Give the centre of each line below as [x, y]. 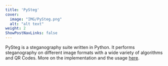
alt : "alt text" [27, 24]
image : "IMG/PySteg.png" [36, 19]
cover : [12, 14]
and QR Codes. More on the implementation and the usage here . [72, 58]
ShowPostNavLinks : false [31, 33]
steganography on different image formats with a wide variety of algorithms [84, 52]
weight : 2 [16, 28]
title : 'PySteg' [22, 10]
